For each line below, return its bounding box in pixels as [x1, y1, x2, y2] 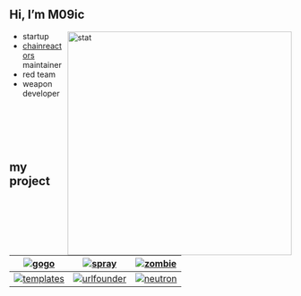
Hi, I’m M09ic [9, 7, 85, 22]
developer [21, 88, 60, 98]
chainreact [21, 40, 63, 51]
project [9, 173, 51, 189]
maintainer [21, 59, 63, 70]
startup [21, 30, 49, 41]
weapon [21, 78, 53, 89]
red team [21, 69, 56, 80]
